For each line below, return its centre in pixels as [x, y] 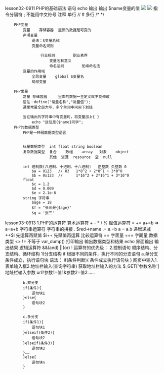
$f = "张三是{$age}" [51, 208]
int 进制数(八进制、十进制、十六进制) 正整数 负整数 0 [75, 167]
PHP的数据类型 [27, 127]
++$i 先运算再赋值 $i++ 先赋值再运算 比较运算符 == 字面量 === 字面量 [77, 235]
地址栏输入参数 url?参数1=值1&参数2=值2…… [50, 272]
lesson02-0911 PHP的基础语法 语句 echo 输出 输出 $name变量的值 [73, 8]
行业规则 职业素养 [64, 56]
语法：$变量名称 [46, 41]
